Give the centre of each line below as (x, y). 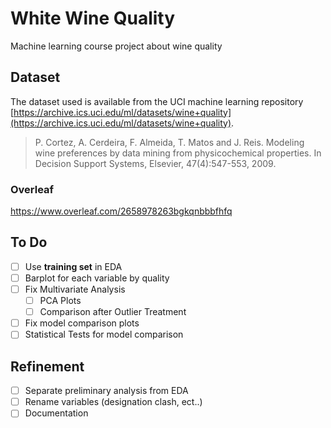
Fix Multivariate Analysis (75, 289)
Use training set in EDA (73, 266)
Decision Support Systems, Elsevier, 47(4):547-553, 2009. (155, 163)
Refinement (47, 366)
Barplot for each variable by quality (97, 278)
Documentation (56, 413)
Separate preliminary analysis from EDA (106, 391)
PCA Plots (60, 301)
